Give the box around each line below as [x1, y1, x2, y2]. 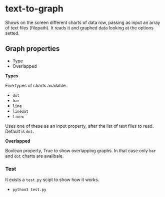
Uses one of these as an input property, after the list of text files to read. [5, 123, 154, 129]
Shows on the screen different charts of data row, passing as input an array [5, 19, 160, 25]
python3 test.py [12, 188, 46, 193]
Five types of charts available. [5, 82, 67, 88]
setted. [5, 30, 20, 36]
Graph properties [5, 44, 60, 53]
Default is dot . [5, 128, 34, 134]
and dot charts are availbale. [5, 153, 64, 159]
